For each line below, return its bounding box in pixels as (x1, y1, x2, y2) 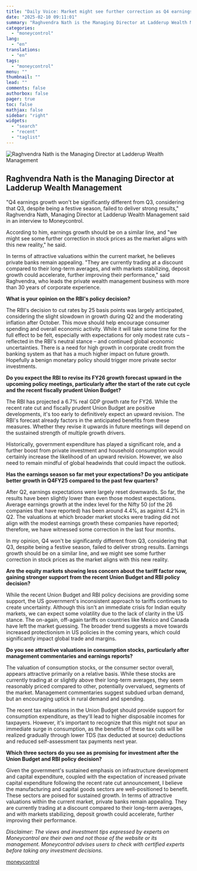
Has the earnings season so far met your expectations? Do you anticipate (6, 471, 189, 478)
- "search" (11, 123, 38, 129)
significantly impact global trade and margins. (6, 635, 117, 642)
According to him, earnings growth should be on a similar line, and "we (6, 229, 177, 236)
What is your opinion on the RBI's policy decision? (6, 295, 131, 302)
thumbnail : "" (6, 74, 41, 80)
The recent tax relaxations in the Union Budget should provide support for (6, 706, 185, 713)
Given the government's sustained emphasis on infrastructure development (6, 766, 189, 773)
